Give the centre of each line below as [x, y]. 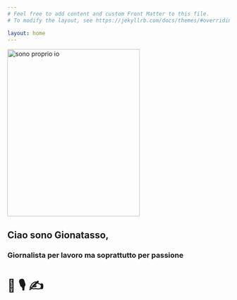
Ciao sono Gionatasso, [58, 235]
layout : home [26, 33]
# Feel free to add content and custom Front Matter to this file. [109, 14]
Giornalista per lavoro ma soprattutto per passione [96, 255]
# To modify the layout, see [50, 20]
